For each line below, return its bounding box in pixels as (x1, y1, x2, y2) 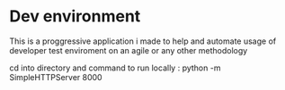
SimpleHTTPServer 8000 (9, 71, 102, 82)
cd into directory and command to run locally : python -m (9, 62, 221, 73)
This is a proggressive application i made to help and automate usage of (9, 36, 277, 46)
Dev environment (9, 6, 141, 27)
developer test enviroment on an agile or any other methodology (9, 45, 248, 55)
